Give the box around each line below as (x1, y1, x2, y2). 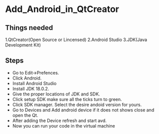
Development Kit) (5, 42, 41, 48)
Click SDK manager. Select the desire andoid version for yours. (12, 101, 142, 107)
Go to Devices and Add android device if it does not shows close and (12, 106, 155, 113)
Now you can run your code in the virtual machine (12, 122, 116, 128)
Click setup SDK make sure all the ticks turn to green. (12, 96, 122, 102)
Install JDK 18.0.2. (12, 85, 49, 91)
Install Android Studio (12, 80, 57, 86)
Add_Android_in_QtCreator (5, 3, 120, 15)
